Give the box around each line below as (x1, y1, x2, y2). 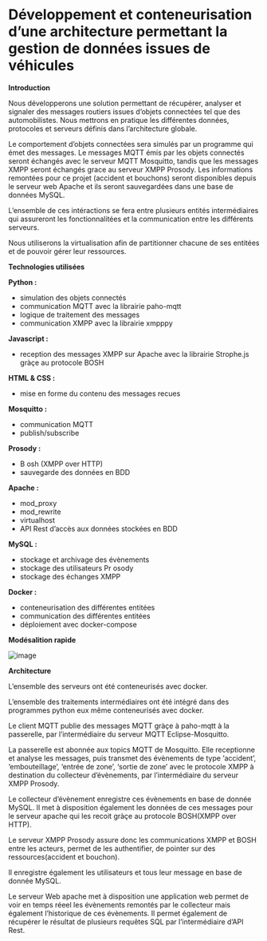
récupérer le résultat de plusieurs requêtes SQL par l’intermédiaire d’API (8, 916, 245, 927)
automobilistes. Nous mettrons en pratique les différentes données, (8, 115, 230, 125)
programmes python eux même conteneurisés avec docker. (8, 705, 205, 715)
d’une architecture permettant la (8, 22, 228, 41)
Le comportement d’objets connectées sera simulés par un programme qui (8, 139, 253, 148)
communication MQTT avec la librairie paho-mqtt (19, 301, 182, 310)
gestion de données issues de (8, 40, 211, 57)
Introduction (8, 82, 50, 93)
